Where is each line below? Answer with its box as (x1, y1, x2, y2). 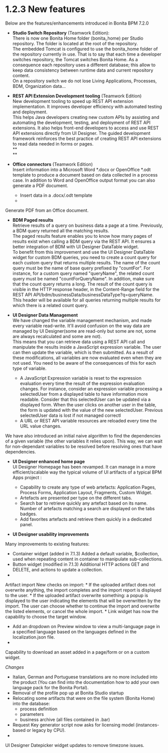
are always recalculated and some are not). (12, 333, 102, 339)
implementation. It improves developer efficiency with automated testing (12, 103, 162, 109)
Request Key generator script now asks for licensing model (12, 721, 134, 728)
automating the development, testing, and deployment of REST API (12, 119, 150, 125)
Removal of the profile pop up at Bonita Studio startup (12, 690, 124, 696)
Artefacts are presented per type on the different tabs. (20, 495, 132, 501)
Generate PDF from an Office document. (5, 207, 89, 213)
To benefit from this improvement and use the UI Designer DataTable (12, 249, 154, 255)
